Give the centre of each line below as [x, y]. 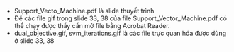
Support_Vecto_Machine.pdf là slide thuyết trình [84, 11]
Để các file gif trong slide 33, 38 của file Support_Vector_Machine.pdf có [120, 18]
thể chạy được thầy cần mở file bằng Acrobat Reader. [92, 26]
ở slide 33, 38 [34, 41]
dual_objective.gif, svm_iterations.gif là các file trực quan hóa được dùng [120, 33]
